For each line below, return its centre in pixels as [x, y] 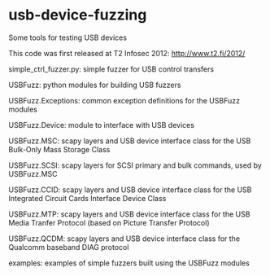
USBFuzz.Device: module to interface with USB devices [102, 125]
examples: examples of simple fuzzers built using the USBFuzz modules [129, 263]
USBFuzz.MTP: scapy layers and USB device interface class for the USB [129, 214]
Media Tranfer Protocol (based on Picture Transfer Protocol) [109, 222]
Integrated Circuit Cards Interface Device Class [87, 198]
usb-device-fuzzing [78, 15]
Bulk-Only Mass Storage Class [59, 149]
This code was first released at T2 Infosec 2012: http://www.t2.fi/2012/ [127, 53]
